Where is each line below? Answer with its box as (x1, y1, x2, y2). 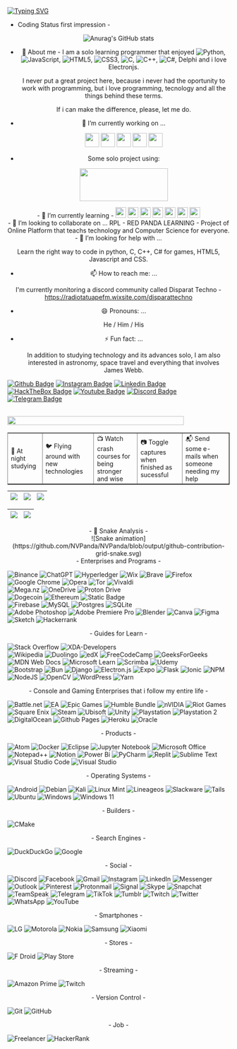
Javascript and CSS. (89, 255, 148, 263)
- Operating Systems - (85, 771, 152, 780)
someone (186, 459, 213, 468)
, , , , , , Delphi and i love (59, 55, 227, 64)
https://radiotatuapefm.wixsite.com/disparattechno (44, 293, 193, 301)
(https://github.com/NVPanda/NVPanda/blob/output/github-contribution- (12, 541, 225, 551)
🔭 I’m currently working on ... (82, 119, 166, 127)
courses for (97, 452, 130, 460)
